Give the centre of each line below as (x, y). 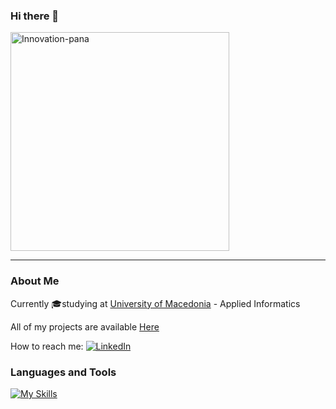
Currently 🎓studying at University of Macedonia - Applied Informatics (155, 303)
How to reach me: (47, 346)
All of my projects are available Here (85, 326)
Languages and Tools (63, 372)
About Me (35, 281)
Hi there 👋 (35, 16)
